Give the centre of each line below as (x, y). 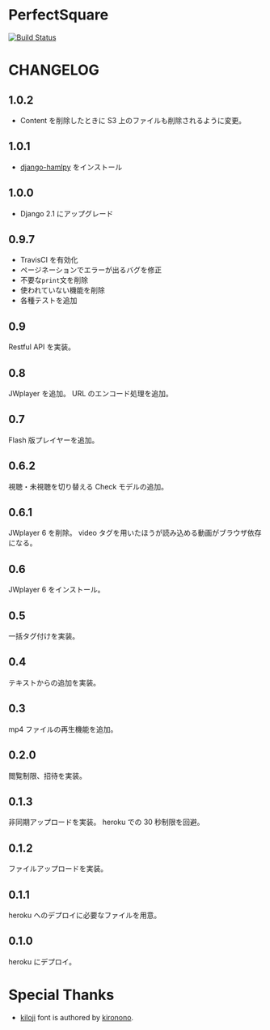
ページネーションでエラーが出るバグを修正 (91, 270)
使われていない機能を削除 (62, 290)
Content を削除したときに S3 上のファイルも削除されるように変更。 (133, 120)
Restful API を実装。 (42, 347)
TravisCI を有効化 (49, 260)
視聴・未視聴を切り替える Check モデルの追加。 (88, 486)
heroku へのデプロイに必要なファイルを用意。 (85, 915)
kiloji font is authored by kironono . (77, 1017)
